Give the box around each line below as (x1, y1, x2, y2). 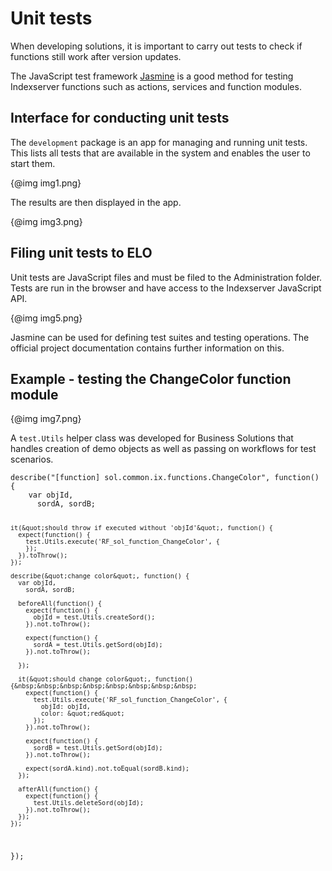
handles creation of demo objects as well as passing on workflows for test (10, 443, 317, 455)
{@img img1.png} (10, 177, 82, 189)
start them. (10, 157, 56, 169)
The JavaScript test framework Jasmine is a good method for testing (10, 70, 294, 82)
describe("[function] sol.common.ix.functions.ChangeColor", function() (10, 473, 320, 483)
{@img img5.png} (10, 312, 83, 324)
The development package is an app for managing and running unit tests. (10, 136, 308, 148)
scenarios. (10, 453, 54, 466)
